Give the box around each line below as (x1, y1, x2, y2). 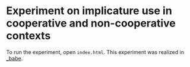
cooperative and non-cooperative (6, 16, 176, 30)
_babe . (6, 55, 23, 62)
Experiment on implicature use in (6, 4, 172, 18)
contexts (6, 29, 51, 42)
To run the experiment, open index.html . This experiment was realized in (6, 48, 184, 55)
